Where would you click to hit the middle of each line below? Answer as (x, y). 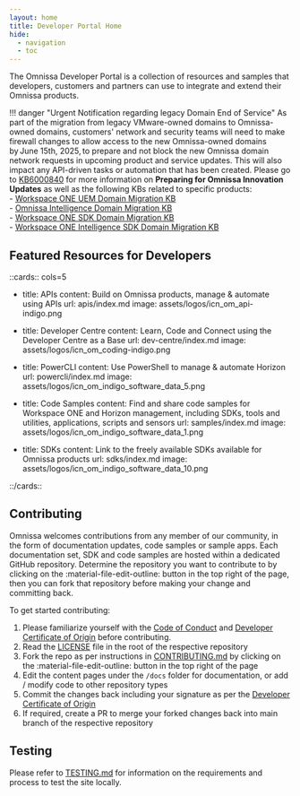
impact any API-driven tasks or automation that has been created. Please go (150, 170)
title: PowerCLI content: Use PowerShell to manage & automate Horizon (154, 367)
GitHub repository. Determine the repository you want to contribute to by (143, 564)
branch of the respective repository (88, 722)
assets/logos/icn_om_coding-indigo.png (96, 350)
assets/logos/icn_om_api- (206, 303)
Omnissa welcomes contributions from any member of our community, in (144, 535)
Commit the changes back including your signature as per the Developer (156, 694)
